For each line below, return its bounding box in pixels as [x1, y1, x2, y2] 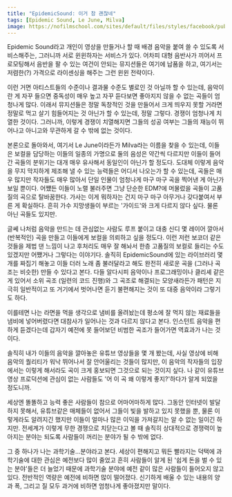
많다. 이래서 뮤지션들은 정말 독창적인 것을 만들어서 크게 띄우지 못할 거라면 [25, 101, 223, 109]
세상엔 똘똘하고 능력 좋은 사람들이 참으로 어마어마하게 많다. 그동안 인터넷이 [7, 398, 209, 407]
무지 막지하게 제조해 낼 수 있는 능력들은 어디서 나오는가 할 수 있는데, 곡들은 [14, 167, 215, 175]
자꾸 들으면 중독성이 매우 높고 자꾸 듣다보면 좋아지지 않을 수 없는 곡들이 [21, 92, 213, 100]
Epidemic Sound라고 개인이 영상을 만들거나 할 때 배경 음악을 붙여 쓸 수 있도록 [7, 43, 217, 51]
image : [7, 23, 26, 30]
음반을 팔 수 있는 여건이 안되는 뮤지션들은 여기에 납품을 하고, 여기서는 [37, 60, 223, 68]
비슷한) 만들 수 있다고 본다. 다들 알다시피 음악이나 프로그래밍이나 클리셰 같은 [19, 268, 225, 276]
